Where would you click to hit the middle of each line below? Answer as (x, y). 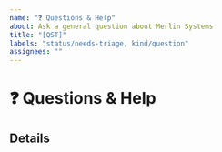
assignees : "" (36, 52)
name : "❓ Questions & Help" (63, 18)
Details (30, 138)
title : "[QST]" (38, 35)
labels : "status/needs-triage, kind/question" (99, 43)
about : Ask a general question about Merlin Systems (111, 26)
